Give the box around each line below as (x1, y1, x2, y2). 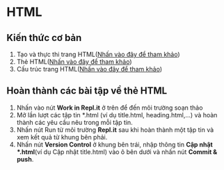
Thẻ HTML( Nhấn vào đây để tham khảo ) (16, 58, 133, 66)
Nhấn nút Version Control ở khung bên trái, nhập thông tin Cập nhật (16, 140, 213, 148)
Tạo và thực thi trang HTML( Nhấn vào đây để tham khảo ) (16, 50, 180, 58)
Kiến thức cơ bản (6, 32, 82, 44)
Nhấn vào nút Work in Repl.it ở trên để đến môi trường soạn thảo (16, 103, 203, 112)
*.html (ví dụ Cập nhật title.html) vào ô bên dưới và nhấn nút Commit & (16, 147, 218, 156)
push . (16, 155, 34, 163)
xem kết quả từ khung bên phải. (16, 133, 108, 141)
